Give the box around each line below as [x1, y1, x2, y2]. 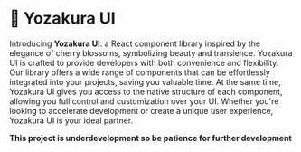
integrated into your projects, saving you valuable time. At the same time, [9, 76, 282, 87]
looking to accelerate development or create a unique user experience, [9, 105, 274, 116]
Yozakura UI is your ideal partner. [9, 115, 134, 126]
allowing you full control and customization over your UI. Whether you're [9, 95, 279, 107]
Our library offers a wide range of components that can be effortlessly [9, 67, 271, 78]
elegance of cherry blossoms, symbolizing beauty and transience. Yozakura [9, 47, 293, 58]
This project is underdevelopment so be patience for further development [9, 132, 292, 143]
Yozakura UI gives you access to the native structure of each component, [9, 86, 283, 97]
